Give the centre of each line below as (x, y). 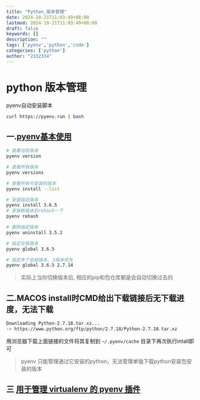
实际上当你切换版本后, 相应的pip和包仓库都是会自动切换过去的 (97, 278)
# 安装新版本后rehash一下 (35, 211)
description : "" (26, 39)
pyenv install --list (33, 189)
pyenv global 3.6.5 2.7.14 (40, 265)
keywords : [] (22, 34)
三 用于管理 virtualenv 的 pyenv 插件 (73, 390)
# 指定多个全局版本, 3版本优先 (40, 260)
